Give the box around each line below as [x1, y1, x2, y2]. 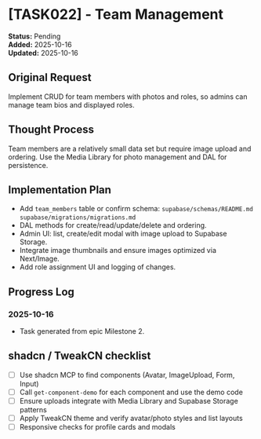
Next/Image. [19, 254, 60, 264]
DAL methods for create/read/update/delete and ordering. [19, 221, 207, 230]
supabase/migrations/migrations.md [19, 214, 136, 221]
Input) [19, 379, 39, 388]
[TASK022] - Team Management [8, 5, 223, 24]
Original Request [8, 71, 92, 84]
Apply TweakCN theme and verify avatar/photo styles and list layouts [19, 414, 243, 423]
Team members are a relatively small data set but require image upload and [8, 144, 252, 153]
